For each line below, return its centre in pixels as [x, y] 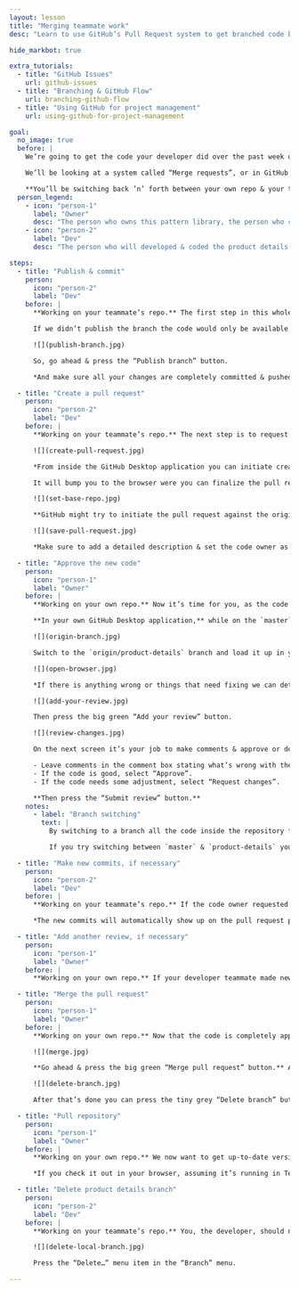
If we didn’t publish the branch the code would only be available [161, 329]
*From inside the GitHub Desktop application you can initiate [153, 467]
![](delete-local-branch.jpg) [89, 1247]
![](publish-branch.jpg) [79, 345]
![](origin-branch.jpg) [77, 637]
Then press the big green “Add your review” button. [133, 717]
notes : [37, 806]
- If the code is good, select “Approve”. [113, 773]
